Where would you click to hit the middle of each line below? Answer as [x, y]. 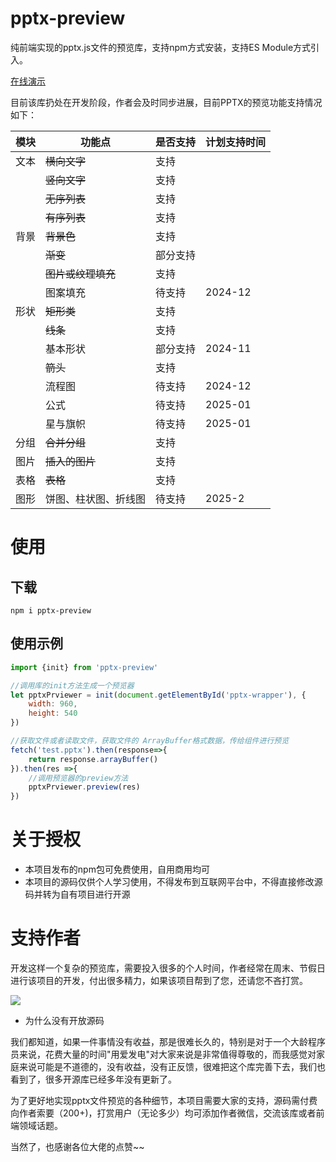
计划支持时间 [236, 142]
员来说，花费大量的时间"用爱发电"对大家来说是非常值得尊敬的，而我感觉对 [163, 1054]
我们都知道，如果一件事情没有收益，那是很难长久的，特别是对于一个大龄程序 [168, 1041]
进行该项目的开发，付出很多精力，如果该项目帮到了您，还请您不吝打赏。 [159, 980]
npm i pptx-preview [51, 610]
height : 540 [53, 713]
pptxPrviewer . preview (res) [84, 787]
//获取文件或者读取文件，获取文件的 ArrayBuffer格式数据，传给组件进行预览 [150, 741]
